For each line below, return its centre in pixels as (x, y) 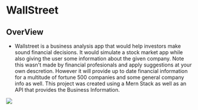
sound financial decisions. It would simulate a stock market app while (99, 52)
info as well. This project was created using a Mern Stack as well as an (100, 84)
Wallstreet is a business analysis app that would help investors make (98, 46)
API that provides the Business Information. (67, 90)
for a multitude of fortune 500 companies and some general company (99, 77)
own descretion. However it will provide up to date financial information (101, 71)
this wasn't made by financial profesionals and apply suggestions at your (103, 65)
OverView (25, 32)
